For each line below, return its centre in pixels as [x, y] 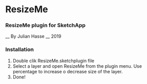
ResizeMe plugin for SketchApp [46, 25]
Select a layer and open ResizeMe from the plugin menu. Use [77, 66]
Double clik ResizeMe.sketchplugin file [54, 61]
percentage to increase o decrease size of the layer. [68, 71]
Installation [20, 49]
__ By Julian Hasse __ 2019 [33, 36]
